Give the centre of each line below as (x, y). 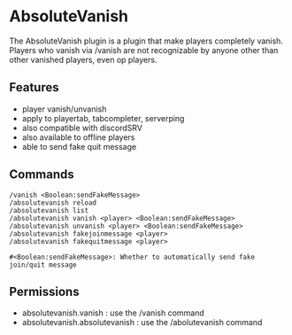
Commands (42, 175)
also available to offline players (78, 137)
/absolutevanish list (49, 210)
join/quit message (43, 265)
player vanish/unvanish (64, 109)
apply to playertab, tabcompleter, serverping (103, 118)
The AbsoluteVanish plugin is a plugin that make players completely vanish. (146, 41)
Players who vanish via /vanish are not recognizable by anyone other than (144, 50)
